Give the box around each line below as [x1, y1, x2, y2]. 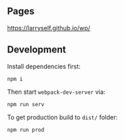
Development [7, 44, 67, 56]
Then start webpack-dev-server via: [7, 88, 105, 96]
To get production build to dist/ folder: [7, 113, 118, 121]
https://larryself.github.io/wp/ [7, 23, 91, 32]
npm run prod [7, 126, 45, 133]
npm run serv [7, 101, 45, 108]
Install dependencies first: [7, 62, 81, 70]
